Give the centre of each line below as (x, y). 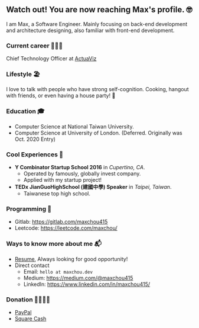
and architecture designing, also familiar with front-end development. (90, 30)
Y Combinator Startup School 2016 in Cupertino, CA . (80, 167)
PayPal (23, 312)
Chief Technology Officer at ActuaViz (51, 59)
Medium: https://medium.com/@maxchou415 (78, 278)
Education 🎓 (25, 111)
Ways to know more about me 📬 (54, 244)
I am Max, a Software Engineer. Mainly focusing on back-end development (97, 24)
